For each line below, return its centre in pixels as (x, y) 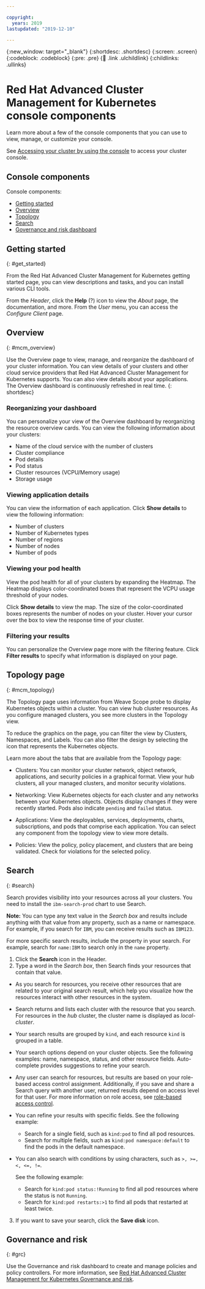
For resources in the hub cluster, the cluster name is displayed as (97, 1015)
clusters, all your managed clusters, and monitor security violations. (101, 783)
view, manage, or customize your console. (60, 139)
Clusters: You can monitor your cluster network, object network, (96, 770)
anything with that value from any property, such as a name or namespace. (101, 922)
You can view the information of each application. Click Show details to (96, 508)
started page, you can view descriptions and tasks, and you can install (95, 282)
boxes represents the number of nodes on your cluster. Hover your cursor (99, 613)
